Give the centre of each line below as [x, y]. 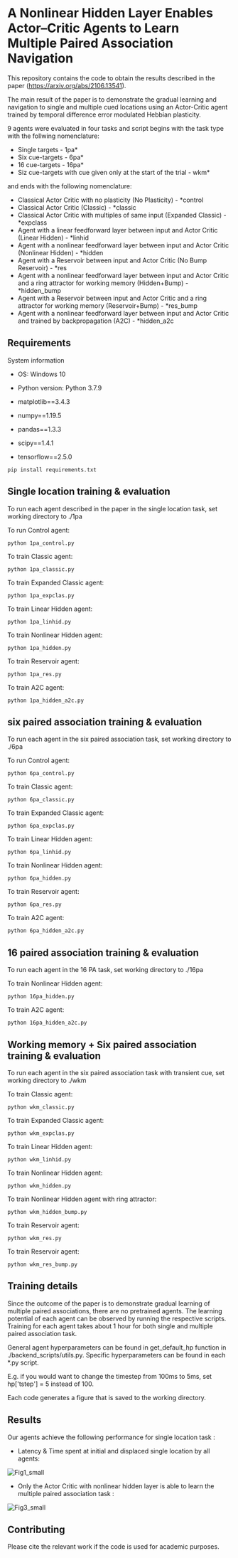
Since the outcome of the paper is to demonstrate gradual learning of [109, 1303]
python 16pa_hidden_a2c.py [47, 1023]
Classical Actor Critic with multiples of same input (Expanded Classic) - [122, 215]
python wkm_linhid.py [39, 1160]
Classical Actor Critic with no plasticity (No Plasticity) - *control [110, 200]
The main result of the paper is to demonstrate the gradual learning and [112, 99]
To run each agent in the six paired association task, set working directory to [119, 739]
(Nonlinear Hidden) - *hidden [60, 252]
